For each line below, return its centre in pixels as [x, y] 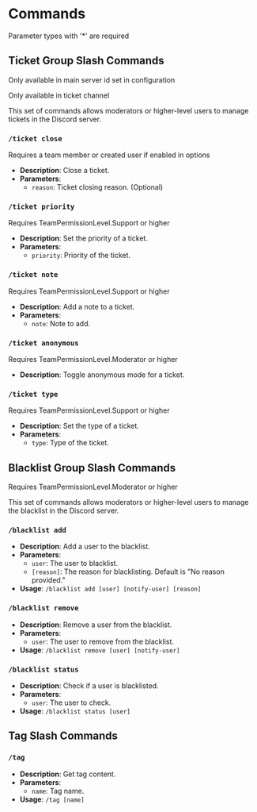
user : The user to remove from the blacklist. [102, 641]
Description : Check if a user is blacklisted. [89, 685]
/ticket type [33, 394]
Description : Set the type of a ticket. [79, 426]
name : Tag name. [58, 791]
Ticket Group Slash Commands [86, 61]
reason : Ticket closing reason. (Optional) [97, 187]
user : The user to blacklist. [75, 564]
